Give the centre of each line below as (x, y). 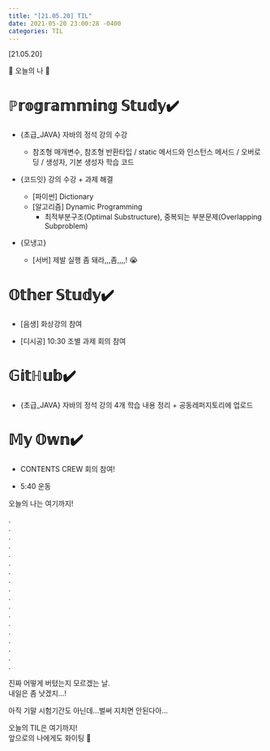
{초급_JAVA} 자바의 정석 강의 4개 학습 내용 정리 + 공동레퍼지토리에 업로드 (137, 405)
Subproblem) (66, 226)
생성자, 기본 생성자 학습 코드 (90, 162)
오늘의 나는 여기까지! (41, 503)
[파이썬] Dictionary (63, 196)
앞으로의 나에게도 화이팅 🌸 (50, 738)
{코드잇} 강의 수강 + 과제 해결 (66, 179)
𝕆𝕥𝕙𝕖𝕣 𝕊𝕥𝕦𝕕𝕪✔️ (61, 295)
